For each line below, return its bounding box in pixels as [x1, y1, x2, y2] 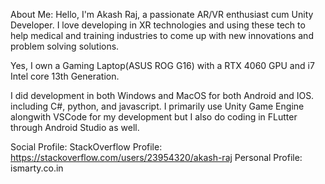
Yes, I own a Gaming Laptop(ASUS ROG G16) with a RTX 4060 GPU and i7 [10, 60, 315, 71]
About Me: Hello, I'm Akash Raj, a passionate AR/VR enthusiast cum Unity [10, 9, 314, 20]
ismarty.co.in [10, 162, 64, 174]
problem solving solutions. [10, 40, 120, 52]
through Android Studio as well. [10, 122, 140, 133]
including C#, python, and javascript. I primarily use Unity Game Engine [10, 100, 305, 112]
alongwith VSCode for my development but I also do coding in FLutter [10, 111, 298, 123]
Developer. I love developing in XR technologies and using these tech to [10, 19, 306, 31]
